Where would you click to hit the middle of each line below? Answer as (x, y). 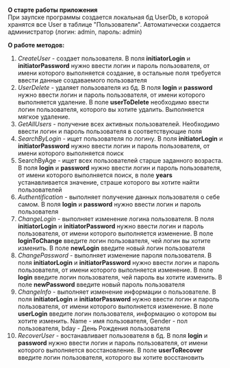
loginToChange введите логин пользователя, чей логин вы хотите (114, 241)
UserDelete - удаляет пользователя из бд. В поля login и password (115, 88)
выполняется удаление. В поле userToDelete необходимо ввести (113, 102)
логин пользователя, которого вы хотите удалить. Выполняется (111, 110)
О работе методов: (36, 45)
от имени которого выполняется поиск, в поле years (95, 175)
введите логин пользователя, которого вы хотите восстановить (111, 357)
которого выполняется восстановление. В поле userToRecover (110, 350)
